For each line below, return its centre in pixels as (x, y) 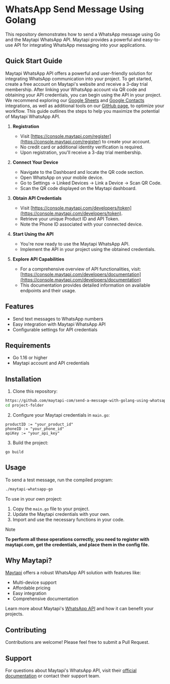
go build (14, 452)
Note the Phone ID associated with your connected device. (81, 224)
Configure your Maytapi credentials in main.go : (61, 415)
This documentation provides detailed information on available (85, 285)
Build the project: (30, 443)
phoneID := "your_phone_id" (35, 429)
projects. (14, 614)
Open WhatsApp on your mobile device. (62, 177)
